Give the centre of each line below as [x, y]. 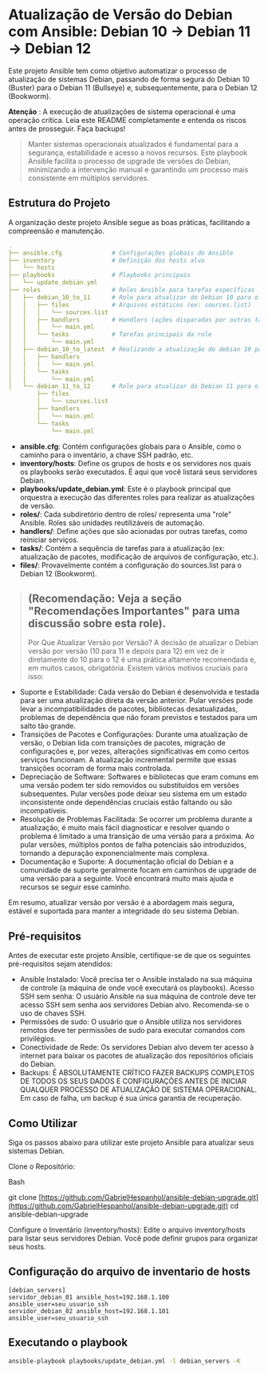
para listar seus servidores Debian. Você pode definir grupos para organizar [133, 1238]
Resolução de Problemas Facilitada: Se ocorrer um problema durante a [136, 819]
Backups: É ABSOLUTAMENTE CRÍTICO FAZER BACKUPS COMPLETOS [137, 1073]
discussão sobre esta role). [97, 623]
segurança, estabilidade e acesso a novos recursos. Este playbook [138, 152]
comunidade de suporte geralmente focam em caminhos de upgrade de [138, 870]
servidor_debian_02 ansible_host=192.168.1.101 [89, 1311]
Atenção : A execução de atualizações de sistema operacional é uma [122, 111]
